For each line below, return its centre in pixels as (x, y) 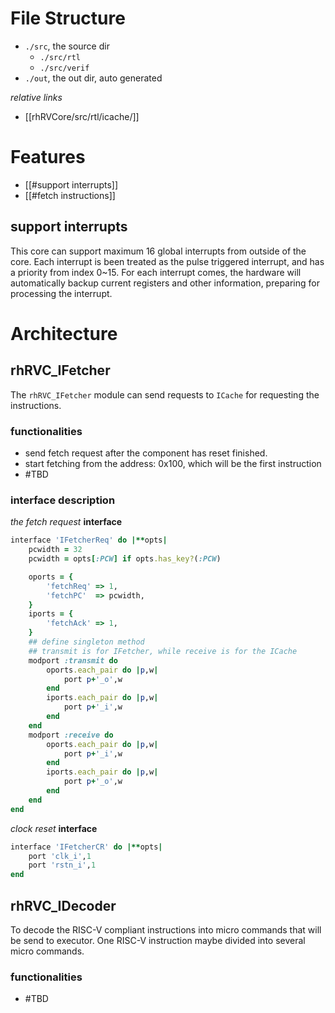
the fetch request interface (66, 522)
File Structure (68, 18)
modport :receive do (71, 735)
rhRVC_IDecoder (63, 905)
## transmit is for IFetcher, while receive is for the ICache (163, 651)
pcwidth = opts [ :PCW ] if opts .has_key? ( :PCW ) (125, 559)
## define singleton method (86, 642)
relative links (36, 97)
